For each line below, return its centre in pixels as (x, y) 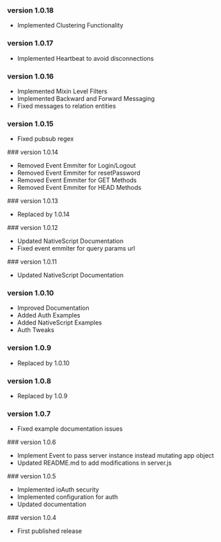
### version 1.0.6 (32, 442)
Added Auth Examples (49, 316)
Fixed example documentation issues (70, 429)
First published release (50, 531)
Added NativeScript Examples (59, 322)
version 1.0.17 (30, 43)
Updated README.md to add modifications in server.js (94, 463)
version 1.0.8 (29, 380)
